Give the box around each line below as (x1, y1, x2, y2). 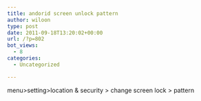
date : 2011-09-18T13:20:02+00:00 (7, 29, 103, 36)
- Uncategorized (13, 61, 60, 68)
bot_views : (7, 42, 39, 49)
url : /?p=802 (7, 36, 45, 43)
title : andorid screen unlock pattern (7, 10, 118, 17)
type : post (7, 23, 39, 30)
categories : (7, 55, 41, 62)
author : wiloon (7, 16, 51, 23)
